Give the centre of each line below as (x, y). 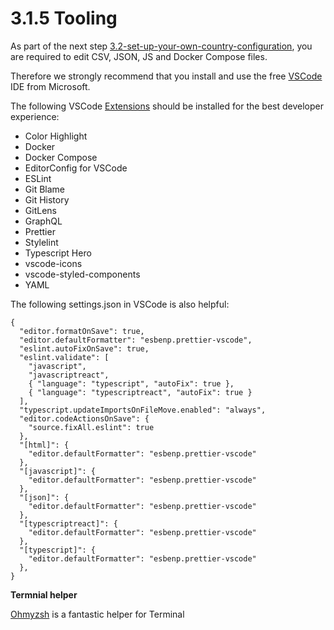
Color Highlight (56, 136)
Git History (47, 199)
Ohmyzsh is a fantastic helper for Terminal (97, 614)
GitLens (40, 210)
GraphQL (43, 221)
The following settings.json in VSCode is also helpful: (120, 304)
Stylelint (41, 242)
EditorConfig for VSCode (76, 168)
